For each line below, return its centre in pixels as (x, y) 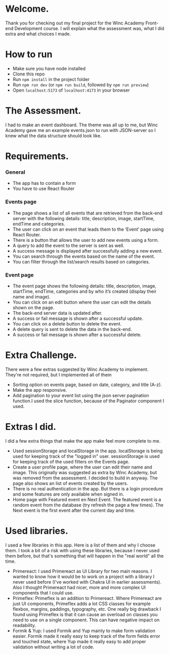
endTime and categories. (39, 224)
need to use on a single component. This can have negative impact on (86, 620)
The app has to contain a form (44, 183)
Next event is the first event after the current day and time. (74, 510)
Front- (152, 23)
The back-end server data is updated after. (57, 313)
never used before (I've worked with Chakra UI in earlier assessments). (87, 582)
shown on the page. (33, 307)
